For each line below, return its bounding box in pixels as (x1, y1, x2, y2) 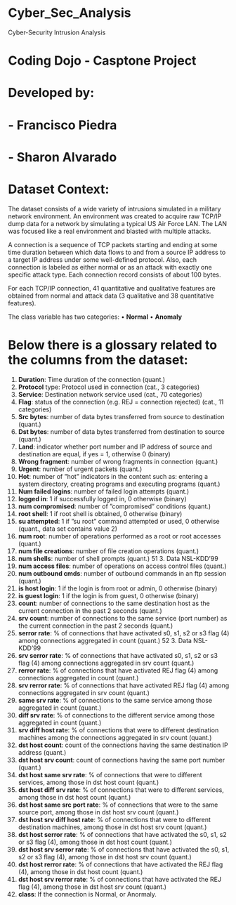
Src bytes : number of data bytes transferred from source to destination (18, 412, 225, 421)
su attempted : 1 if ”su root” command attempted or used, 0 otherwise (18, 517, 220, 525)
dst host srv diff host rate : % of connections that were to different (18, 815, 211, 824)
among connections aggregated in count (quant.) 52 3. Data (18, 636, 192, 645)
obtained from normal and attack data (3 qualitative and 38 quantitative (8, 291, 214, 300)
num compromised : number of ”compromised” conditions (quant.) (18, 502, 211, 510)
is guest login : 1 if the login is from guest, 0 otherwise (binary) (18, 591, 199, 600)
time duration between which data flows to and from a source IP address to (8, 248, 226, 256)
